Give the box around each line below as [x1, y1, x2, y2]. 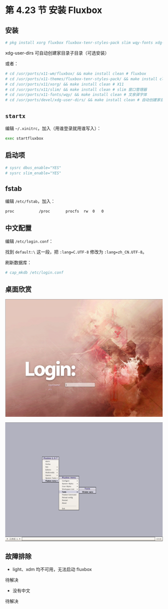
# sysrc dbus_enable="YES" [5, 165, 61, 170]
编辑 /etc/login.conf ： [5, 238, 53, 244]
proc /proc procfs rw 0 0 [5, 209, 104, 214]
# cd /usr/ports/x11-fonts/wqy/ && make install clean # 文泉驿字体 [5, 92, 147, 98]
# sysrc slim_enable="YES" [5, 171, 61, 176]
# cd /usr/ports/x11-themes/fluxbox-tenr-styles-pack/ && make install [5, 76, 157, 82]
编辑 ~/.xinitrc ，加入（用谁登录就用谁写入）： [5, 125, 101, 131]
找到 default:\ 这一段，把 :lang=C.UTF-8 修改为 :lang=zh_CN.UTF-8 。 [5, 249, 147, 255]
